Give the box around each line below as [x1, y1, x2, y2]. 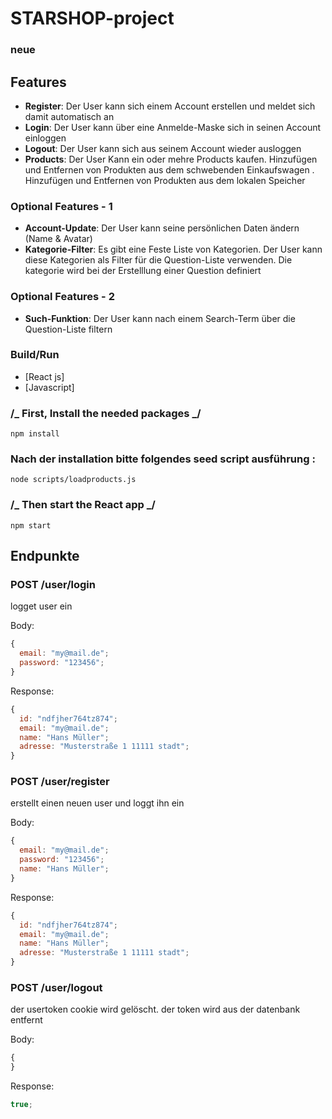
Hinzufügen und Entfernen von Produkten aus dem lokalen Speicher [24, 174, 306, 186]
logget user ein [10, 600, 73, 612]
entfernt [10, 1014, 43, 1026]
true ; [10, 1100, 33, 1110]
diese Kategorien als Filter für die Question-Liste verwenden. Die [24, 254, 293, 266]
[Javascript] [24, 381, 75, 393]
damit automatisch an [24, 110, 115, 122]
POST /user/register [10, 775, 110, 789]
